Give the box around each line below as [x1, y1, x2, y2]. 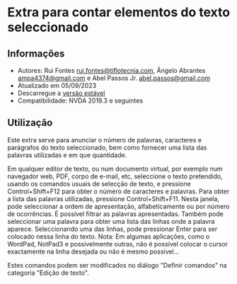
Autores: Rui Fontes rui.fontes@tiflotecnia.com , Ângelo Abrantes [17, 67, 206, 74]
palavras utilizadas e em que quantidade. [7, 150, 127, 159]
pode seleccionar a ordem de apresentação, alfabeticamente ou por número [7, 202, 230, 210]
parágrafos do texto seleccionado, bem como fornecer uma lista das [7, 143, 207, 152]
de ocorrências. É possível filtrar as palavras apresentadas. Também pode [7, 210, 224, 218]
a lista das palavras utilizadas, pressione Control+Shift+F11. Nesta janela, [7, 194, 219, 203]
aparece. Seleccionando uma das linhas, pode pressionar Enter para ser [7, 225, 218, 233]
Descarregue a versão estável [17, 89, 105, 97]
